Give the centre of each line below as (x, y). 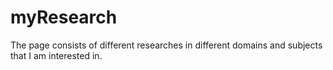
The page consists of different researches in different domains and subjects (166, 45)
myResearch (64, 17)
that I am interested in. (56, 55)
